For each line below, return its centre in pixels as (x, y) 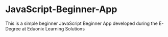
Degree (13, 28)
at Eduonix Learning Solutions (54, 28)
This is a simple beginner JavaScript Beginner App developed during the (82, 23)
